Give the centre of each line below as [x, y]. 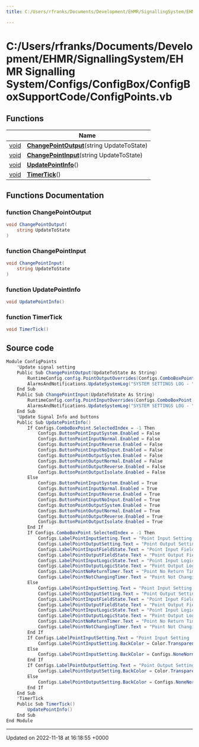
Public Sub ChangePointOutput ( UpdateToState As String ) [87, 373]
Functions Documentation [55, 196]
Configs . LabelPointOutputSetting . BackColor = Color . [104, 671]
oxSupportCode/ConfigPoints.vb [89, 97]
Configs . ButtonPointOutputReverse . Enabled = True [100, 516]
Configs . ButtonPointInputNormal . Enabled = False [99, 439]
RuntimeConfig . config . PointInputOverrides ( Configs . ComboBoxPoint [110, 401]
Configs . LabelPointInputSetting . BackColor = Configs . [105, 654]
